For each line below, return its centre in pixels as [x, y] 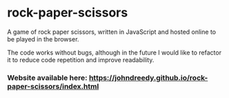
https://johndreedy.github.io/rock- [148, 77]
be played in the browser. [43, 39]
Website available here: [47, 77]
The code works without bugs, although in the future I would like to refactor [114, 52]
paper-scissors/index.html [53, 86]
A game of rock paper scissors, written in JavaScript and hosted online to [111, 32]
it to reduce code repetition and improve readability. [81, 59]
